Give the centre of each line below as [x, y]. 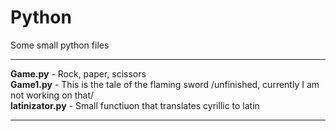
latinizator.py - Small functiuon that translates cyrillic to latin [135, 105]
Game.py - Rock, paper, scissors [78, 73]
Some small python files [60, 45]
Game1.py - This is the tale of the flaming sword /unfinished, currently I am [165, 84]
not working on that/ [52, 95]
